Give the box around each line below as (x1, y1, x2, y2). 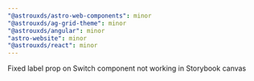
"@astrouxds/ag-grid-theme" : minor (7, 19, 127, 27)
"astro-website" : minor (7, 34, 88, 43)
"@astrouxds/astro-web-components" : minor (7, 11, 152, 20)
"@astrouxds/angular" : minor (7, 26, 105, 34)
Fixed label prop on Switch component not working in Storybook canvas (7, 63, 247, 73)
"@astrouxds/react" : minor (7, 42, 98, 50)
